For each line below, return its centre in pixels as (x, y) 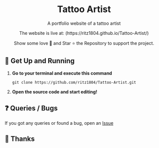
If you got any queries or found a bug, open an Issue (59, 123)
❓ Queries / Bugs (31, 108)
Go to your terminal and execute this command (62, 73)
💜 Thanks (20, 139)
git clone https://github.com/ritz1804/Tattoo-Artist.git (74, 82)
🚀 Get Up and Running (40, 61)
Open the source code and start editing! (55, 91)
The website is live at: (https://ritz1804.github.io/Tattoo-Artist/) (84, 33)
